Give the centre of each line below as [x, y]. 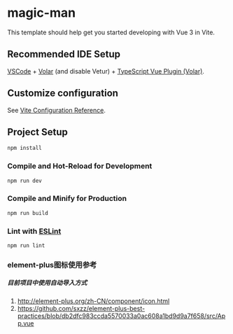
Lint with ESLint [34, 231]
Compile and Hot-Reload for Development [80, 166]
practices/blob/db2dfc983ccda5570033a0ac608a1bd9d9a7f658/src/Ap [121, 316]
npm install [24, 148]
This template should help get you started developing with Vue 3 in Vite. [111, 32]
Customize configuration [63, 93]
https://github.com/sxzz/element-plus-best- [81, 308]
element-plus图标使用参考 [52, 265]
